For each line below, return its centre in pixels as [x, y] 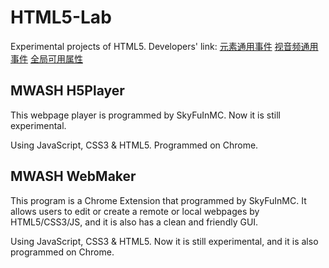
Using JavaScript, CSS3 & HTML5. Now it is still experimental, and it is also [164, 241]
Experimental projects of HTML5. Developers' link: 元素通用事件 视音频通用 [164, 46]
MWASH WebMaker [73, 176]
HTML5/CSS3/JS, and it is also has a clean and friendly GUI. [134, 222]
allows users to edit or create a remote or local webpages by [135, 211]
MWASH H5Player [67, 91]
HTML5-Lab [61, 17]
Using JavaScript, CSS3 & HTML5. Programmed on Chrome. [134, 145]
